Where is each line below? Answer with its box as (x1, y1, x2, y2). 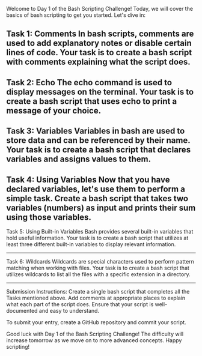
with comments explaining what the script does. (6, 57, 191, 67)
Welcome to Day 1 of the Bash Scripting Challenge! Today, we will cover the (6, 5, 194, 12)
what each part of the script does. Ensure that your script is (6, 300, 154, 308)
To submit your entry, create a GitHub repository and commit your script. (6, 318, 186, 326)
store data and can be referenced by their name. (6, 135, 191, 146)
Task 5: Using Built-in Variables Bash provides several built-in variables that (6, 228, 194, 235)
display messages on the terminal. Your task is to (6, 86, 194, 97)
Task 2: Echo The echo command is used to (6, 77, 173, 88)
